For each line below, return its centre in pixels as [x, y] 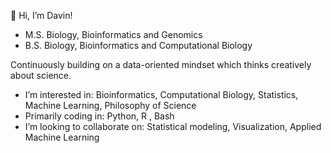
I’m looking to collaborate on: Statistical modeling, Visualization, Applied [173, 126]
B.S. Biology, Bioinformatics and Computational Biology [138, 45]
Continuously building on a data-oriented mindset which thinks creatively [161, 64]
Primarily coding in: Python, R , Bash [99, 116]
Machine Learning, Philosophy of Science [110, 105]
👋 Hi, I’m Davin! [41, 15]
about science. [41, 75]
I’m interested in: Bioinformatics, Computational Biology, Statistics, [161, 94]
